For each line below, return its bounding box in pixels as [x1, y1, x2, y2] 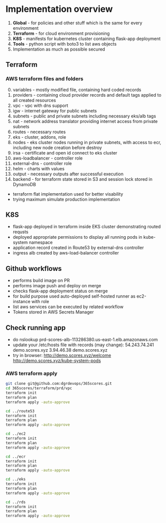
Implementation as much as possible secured [12, 46, 105, 52]
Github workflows [5, 264, 62, 273]
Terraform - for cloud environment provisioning [12, 30, 110, 36]
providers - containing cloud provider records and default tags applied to [12, 92, 162, 98]
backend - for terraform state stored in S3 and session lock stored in [12, 176, 153, 182]
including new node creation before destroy [12, 145, 102, 151]
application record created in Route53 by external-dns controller [12, 245, 144, 251]
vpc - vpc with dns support [12, 103, 69, 108]
